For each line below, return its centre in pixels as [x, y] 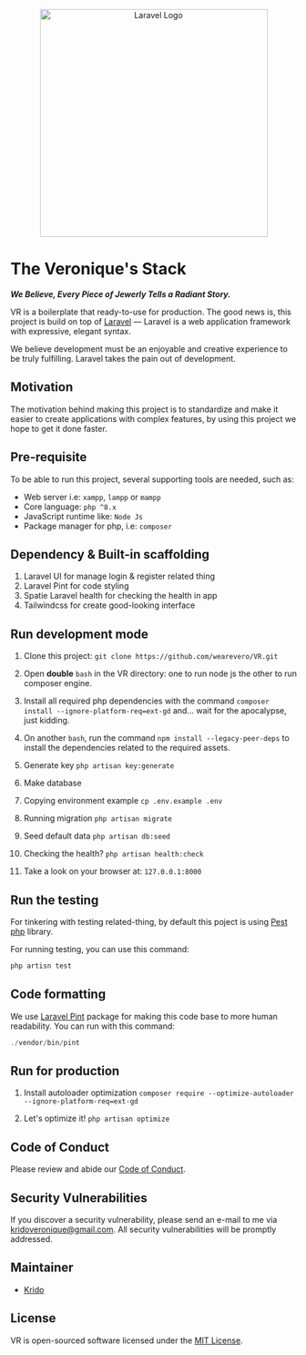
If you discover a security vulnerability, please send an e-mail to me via [144, 1220]
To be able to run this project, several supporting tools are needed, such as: [153, 479]
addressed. [31, 1239]
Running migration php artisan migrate [97, 818]
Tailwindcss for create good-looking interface [109, 605]
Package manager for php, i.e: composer [97, 526]
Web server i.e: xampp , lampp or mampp [92, 497]
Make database [52, 783]
